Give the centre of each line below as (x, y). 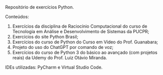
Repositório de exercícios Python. (40, 7)
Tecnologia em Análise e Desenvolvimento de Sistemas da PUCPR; (81, 31)
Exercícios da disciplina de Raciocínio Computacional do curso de (80, 26)
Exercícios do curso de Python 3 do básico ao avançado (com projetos (85, 52)
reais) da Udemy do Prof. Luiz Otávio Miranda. (60, 58)
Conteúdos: (17, 17)
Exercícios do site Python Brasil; (45, 37)
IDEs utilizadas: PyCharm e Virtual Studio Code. (54, 67)
